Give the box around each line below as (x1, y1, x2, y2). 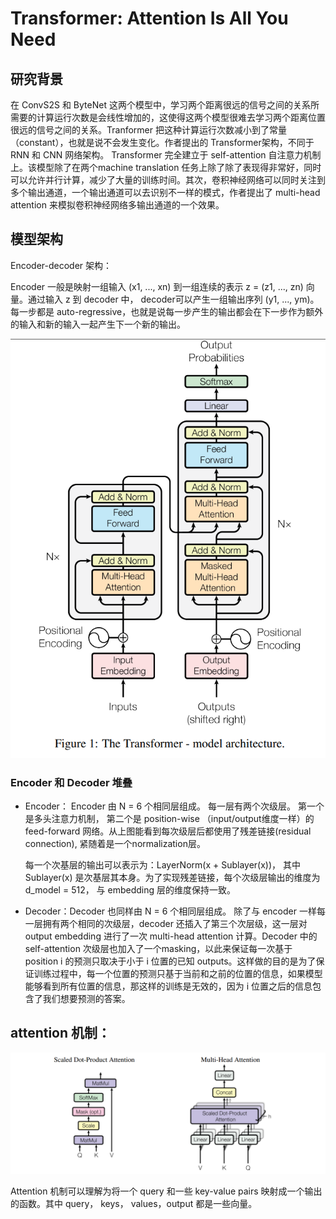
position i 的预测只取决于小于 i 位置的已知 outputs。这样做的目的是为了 (24, 955, 317, 967)
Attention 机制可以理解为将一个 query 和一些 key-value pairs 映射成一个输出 (10, 1185, 323, 1197)
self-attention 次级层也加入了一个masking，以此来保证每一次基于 (24, 943, 293, 955)
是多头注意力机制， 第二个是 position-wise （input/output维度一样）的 (24, 813, 315, 825)
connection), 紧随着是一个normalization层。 (24, 838, 206, 850)
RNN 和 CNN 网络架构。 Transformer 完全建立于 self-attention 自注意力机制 (10, 149, 322, 161)
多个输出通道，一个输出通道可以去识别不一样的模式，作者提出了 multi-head (10, 187, 321, 198)
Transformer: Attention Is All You (10, 7, 289, 30)
